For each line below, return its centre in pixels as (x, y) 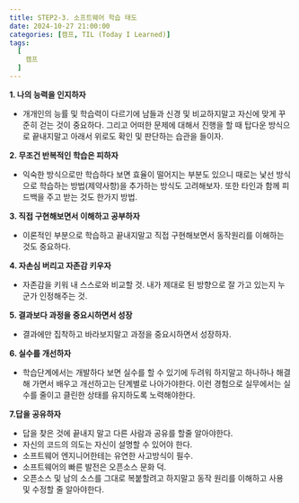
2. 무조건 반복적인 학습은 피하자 (64, 155)
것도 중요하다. (47, 246)
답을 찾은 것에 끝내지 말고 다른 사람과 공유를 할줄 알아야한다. (128, 433)
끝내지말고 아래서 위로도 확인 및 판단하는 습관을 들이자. (128, 136)
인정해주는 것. (63, 296)
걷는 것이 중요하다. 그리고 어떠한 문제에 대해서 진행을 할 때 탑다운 (153, 125)
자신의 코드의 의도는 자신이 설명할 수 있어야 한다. (107, 444)
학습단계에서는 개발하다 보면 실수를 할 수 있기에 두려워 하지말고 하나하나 (148, 372)
